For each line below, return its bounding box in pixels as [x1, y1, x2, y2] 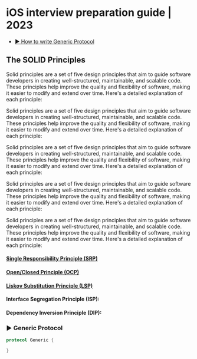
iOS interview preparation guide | [6, 6, 172, 19]
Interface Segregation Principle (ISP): [6, 295, 100, 303]
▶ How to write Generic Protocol [14, 38, 94, 45]
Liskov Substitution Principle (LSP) [6, 282, 93, 289]
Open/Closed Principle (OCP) [6, 268, 80, 275]
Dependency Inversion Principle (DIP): [6, 309, 102, 316]
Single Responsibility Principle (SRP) [6, 255, 98, 262]
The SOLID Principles [6, 55, 86, 65]
